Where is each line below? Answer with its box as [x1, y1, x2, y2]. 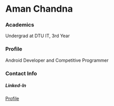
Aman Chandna [5, 3, 73, 15]
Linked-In [5, 83, 27, 89]
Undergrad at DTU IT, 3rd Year [5, 33, 70, 39]
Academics [5, 21, 34, 29]
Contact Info [5, 70, 37, 77]
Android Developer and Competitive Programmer [5, 57, 109, 63]
